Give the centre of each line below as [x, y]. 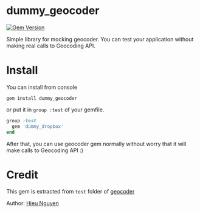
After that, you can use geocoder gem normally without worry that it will [96, 144]
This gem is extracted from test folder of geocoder [71, 192]
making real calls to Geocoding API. [51, 46]
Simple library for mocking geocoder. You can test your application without [100, 39]
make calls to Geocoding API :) [45, 150]
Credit [22, 175]
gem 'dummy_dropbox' [38, 126]
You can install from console [42, 87]
